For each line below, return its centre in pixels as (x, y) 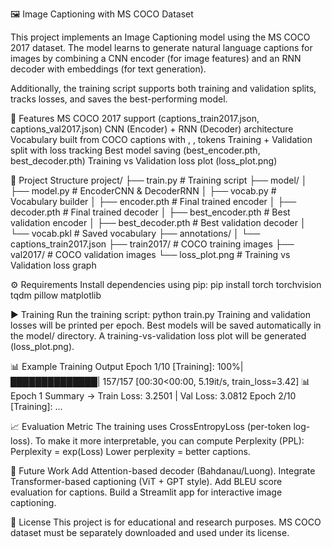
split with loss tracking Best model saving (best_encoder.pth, (135, 150)
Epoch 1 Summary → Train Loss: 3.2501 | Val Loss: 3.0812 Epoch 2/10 (153, 396)
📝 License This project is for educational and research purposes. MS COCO (166, 522)
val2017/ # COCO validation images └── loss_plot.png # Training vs (150, 254)
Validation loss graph (53, 265)
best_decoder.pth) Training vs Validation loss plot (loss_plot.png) (144, 161)
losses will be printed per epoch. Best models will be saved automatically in (166, 325)
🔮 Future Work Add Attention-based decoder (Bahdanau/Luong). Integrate (163, 471)
